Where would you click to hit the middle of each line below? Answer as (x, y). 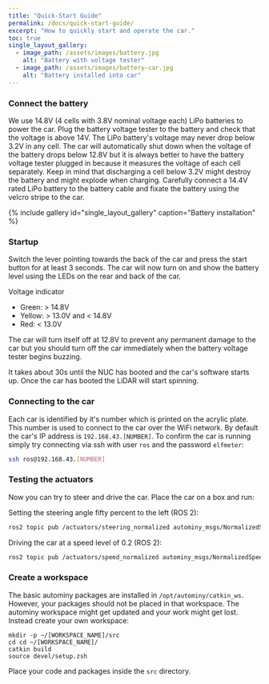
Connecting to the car (52, 402)
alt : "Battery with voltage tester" (84, 61)
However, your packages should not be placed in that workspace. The (124, 603)
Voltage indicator (36, 292)
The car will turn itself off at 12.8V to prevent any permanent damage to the (132, 340)
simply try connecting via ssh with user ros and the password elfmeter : (126, 444)
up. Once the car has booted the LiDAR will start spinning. (104, 381)
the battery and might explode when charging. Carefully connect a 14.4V (128, 180)
